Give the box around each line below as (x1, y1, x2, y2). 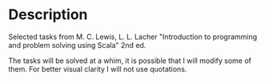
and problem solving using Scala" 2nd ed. (8, 40, 147, 49)
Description (8, 6, 88, 24)
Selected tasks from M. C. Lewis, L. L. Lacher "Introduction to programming (8, 32, 258, 41)
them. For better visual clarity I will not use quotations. (8, 64, 187, 73)
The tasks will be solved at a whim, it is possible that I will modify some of (8, 56, 252, 65)
